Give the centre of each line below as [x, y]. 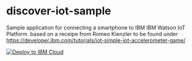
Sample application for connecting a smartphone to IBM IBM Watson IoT [96, 28]
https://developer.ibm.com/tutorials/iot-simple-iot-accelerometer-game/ [96, 40]
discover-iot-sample [59, 11]
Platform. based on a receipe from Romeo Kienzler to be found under [92, 33]
